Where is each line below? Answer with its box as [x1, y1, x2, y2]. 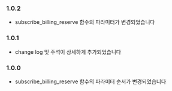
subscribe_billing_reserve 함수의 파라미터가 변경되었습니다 [14, 19, 155, 26]
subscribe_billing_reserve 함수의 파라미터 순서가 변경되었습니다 [14, 78, 167, 85]
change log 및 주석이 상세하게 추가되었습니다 [14, 48, 122, 55]
